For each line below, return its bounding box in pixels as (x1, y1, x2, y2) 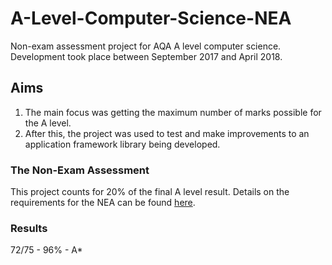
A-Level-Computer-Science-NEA (10, 7, 292, 30)
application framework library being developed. (24, 138, 221, 150)
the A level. (24, 117, 72, 129)
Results (10, 221, 48, 235)
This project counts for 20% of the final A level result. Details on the (10, 186, 290, 198)
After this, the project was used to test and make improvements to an (24, 127, 310, 139)
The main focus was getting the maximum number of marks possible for (24, 106, 322, 118)
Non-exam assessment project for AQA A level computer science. (10, 40, 282, 52)
